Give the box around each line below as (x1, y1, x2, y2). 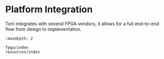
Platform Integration (5, 4, 93, 15)
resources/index (5, 49, 40, 54)
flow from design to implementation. (5, 26, 82, 32)
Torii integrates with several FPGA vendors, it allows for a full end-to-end (5, 21, 159, 27)
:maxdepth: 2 (5, 36, 33, 41)
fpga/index (5, 45, 29, 50)
